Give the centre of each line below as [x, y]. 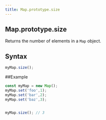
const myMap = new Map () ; [31, 86]
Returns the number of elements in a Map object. [53, 41]
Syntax [16, 56]
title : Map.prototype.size [32, 10]
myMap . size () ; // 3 [25, 113]
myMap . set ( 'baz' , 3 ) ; [26, 100]
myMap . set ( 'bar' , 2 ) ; [26, 95]
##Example [17, 77]
